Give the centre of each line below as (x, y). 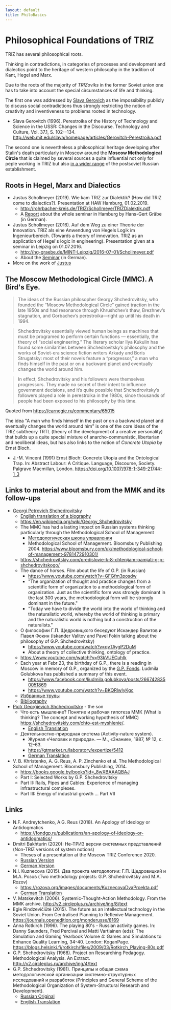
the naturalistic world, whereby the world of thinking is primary (94, 614)
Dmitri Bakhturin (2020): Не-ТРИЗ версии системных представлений (87, 844)
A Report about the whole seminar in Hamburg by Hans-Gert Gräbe (91, 214)
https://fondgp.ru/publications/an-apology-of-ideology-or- (82, 833)
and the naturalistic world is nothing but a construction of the (92, 619)
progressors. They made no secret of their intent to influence (82, 385)
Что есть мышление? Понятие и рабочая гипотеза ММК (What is (91, 712)
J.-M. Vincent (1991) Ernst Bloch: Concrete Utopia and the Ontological (86, 458)
